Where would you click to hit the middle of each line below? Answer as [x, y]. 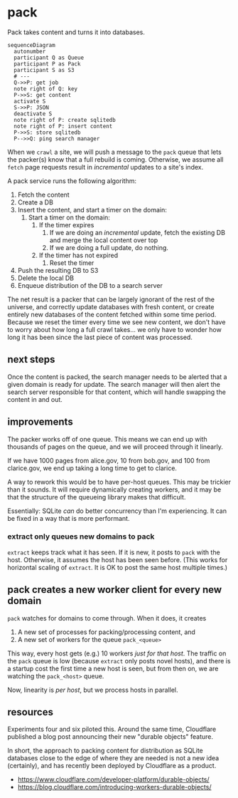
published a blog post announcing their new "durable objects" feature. [110, 737]
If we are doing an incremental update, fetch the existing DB [137, 232]
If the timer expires [66, 224]
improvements [40, 422]
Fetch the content [43, 195]
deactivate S [33, 114]
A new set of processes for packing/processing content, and [106, 632]
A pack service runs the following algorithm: [72, 181]
